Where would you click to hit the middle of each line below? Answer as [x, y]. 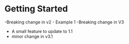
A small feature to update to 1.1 [42, 31]
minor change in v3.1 [32, 36]
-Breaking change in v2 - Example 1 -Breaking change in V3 [64, 22]
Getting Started [36, 9]
